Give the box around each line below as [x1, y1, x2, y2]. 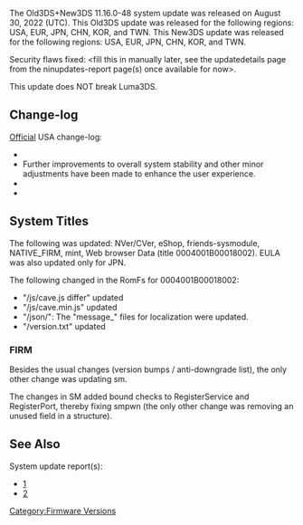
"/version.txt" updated [22, 320, 106, 331]
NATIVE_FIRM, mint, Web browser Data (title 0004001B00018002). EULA [9, 247, 280, 258]
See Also [9, 436, 61, 452]
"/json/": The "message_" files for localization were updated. [22, 311, 249, 322]
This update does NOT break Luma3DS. [9, 81, 158, 91]
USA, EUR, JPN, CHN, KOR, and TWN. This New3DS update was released [9, 27, 285, 37]
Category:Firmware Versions [9, 505, 117, 516]
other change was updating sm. [9, 373, 128, 384]
